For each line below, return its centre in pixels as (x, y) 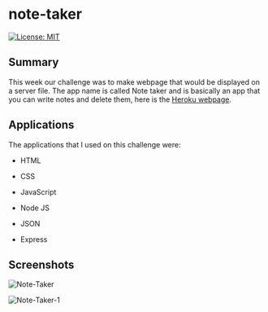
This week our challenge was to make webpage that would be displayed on (134, 81)
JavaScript (38, 191)
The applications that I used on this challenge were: (95, 144)
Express (34, 239)
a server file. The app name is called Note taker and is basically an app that (134, 90)
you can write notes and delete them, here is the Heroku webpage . (120, 99)
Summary (34, 62)
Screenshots (41, 264)
